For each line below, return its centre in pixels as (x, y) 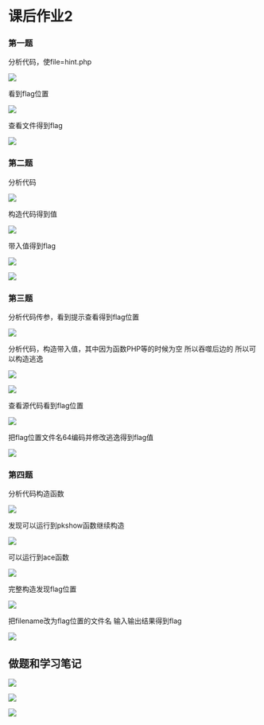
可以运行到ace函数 (39, 557)
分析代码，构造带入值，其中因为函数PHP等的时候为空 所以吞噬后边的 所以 (129, 349)
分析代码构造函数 (36, 493)
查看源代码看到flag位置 (46, 406)
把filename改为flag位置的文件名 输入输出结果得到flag (95, 621)
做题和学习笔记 (45, 663)
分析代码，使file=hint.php (50, 62)
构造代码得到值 (33, 214)
